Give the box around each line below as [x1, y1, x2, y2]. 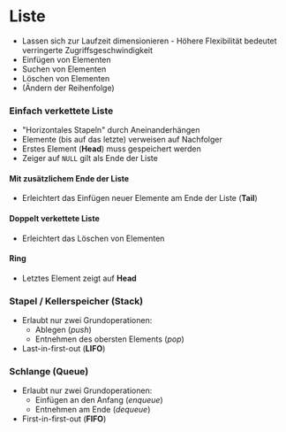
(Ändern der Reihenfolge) [21, 82, 115, 93]
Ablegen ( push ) [34, 325, 93, 336]
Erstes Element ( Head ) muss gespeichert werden [21, 143, 201, 154]
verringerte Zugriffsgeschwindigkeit [21, 44, 153, 55]
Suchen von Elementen [21, 64, 107, 74]
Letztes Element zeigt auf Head [21, 273, 137, 283]
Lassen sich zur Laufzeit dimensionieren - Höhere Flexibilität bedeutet [21, 35, 277, 46]
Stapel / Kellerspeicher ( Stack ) [9, 295, 144, 307]
